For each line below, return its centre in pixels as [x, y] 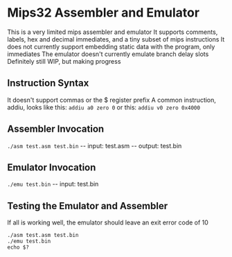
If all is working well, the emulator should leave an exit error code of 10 [108, 222]
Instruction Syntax [48, 83]
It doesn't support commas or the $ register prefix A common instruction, [112, 100]
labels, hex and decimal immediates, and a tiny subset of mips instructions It [116, 39]
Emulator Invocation [52, 167]
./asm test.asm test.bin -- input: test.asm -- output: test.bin [95, 145]
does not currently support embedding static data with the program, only [111, 46]
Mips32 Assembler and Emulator [103, 13]
